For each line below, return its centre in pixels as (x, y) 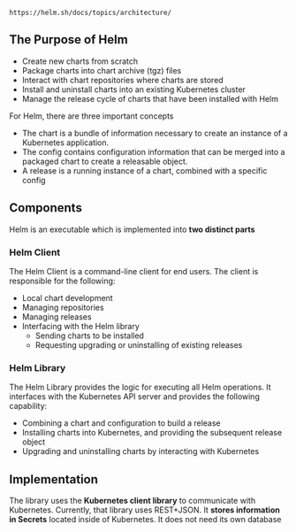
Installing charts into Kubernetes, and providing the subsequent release (152, 433)
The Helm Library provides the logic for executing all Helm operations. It (140, 387)
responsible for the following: (62, 281)
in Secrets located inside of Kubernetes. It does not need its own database (145, 520)
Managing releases (57, 316)
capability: (28, 406)
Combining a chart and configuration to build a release (121, 423)
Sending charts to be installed (89, 335)
